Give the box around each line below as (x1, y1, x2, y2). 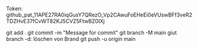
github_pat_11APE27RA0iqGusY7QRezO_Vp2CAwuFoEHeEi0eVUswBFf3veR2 (6, 11, 193, 18)
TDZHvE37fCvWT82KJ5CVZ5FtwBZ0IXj (6, 18, 105, 24)
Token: (6, 5, 23, 12)
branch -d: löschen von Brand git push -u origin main (6, 36, 136, 42)
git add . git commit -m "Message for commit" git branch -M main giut (6, 29, 177, 36)
